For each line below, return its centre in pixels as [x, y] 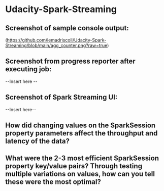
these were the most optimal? [53, 182]
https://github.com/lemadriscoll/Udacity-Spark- [57, 40]
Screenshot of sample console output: [67, 28]
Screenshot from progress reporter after [70, 61]
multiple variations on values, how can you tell [80, 174]
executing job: [28, 69]
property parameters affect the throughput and [81, 133]
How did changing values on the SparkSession [80, 126]
